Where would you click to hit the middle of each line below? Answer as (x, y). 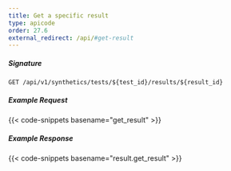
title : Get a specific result (59, 16)
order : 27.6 (28, 30)
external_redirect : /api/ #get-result (71, 38)
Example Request (38, 99)
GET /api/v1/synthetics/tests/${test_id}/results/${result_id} (116, 83)
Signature (25, 63)
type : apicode (32, 23)
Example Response (41, 138)
